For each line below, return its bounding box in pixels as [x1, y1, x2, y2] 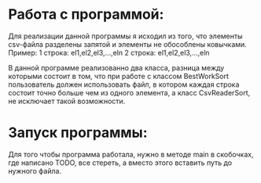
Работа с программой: [8, 5, 164, 23]
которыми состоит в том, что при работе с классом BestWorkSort [8, 71, 230, 81]
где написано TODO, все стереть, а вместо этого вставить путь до [8, 158, 233, 167]
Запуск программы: [8, 124, 148, 142]
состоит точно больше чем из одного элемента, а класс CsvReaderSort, [8, 88, 251, 97]
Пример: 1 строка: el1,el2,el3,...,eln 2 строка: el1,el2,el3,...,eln [8, 48, 210, 57]
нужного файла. [8, 166, 61, 175]
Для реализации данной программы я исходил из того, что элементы [8, 31, 243, 41]
